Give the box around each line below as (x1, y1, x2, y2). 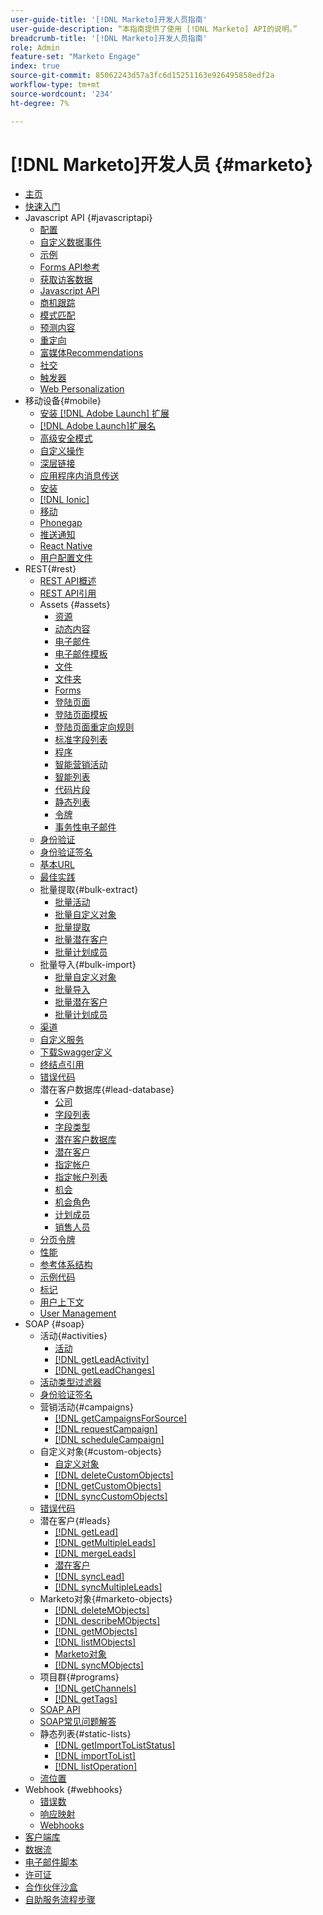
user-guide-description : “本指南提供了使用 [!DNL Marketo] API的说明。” (10, 24, 298, 34)
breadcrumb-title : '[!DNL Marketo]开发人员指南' (10, 33, 208, 43)
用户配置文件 (39, 552, 93, 564)
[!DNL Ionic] (39, 494, 90, 506)
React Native (39, 540, 93, 552)
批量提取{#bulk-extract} (39, 884, 139, 896)
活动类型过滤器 (39, 1376, 102, 1388)
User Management (39, 1307, 117, 1320)
